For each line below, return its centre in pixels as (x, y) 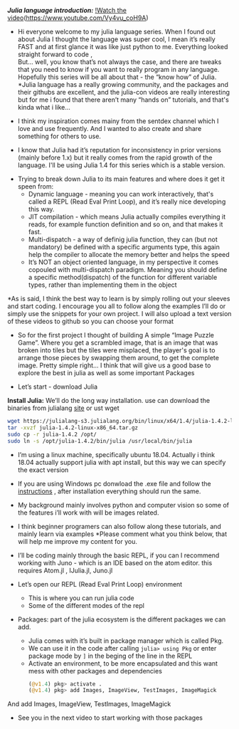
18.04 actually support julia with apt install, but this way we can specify (122, 462)
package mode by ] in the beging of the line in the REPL (110, 656)
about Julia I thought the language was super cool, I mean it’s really (116, 39)
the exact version (43, 470)
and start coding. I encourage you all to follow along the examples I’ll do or (117, 306)
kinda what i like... (44, 107)
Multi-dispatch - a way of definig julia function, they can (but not (123, 239)
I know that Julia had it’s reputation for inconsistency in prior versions (119, 150)
